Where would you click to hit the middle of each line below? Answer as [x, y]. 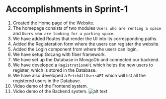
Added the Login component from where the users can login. [75, 49]
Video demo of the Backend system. [50, 91]
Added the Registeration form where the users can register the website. [86, 44]
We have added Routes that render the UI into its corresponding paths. [85, 39]
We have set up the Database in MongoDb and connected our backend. [86, 59]
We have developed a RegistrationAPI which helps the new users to [83, 65]
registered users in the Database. [47, 81]
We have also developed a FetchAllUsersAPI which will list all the [79, 75]
